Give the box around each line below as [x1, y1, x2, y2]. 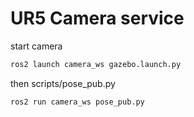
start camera [10, 40, 63, 52]
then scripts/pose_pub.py [10, 77, 116, 89]
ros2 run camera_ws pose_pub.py [10, 97, 145, 107]
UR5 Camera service [10, 7, 185, 30]
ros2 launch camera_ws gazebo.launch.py [10, 59, 182, 69]
